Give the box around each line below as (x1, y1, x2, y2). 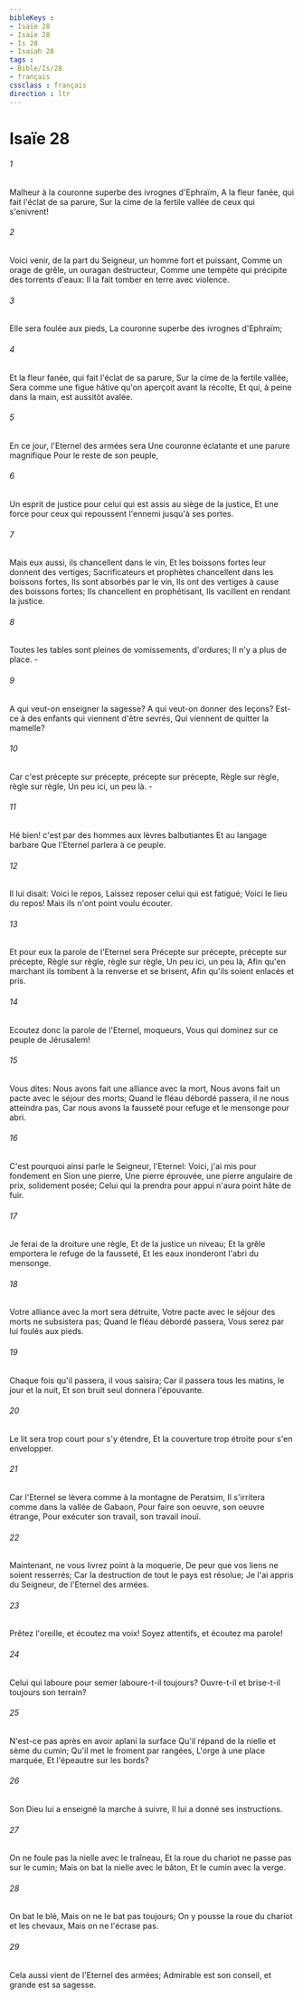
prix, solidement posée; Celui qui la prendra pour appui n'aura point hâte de (9, 1180, 292, 1191)
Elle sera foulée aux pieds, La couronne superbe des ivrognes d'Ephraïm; (9, 323, 283, 334)
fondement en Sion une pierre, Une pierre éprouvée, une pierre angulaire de (9, 1170, 293, 1181)
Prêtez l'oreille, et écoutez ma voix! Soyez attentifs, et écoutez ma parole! (9, 1628, 283, 1639)
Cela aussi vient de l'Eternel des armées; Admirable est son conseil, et (9, 1969, 271, 1980)
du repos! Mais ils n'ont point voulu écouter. (9, 898, 173, 909)
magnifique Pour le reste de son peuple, (9, 450, 159, 461)
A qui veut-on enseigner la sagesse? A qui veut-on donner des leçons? (9, 703, 274, 714)
